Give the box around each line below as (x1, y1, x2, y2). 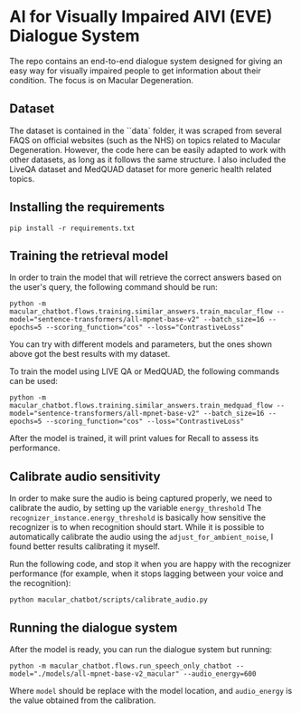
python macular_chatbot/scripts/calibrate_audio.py (9, 595, 208, 604)
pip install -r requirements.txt (9, 224, 136, 233)
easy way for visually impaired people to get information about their (9, 65, 261, 76)
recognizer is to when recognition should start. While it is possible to (9, 522, 265, 533)
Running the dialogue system (9, 620, 178, 635)
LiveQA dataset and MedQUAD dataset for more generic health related (9, 163, 273, 174)
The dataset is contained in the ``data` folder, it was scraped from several (9, 125, 282, 136)
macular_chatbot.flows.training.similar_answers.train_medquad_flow (9, 401, 273, 410)
